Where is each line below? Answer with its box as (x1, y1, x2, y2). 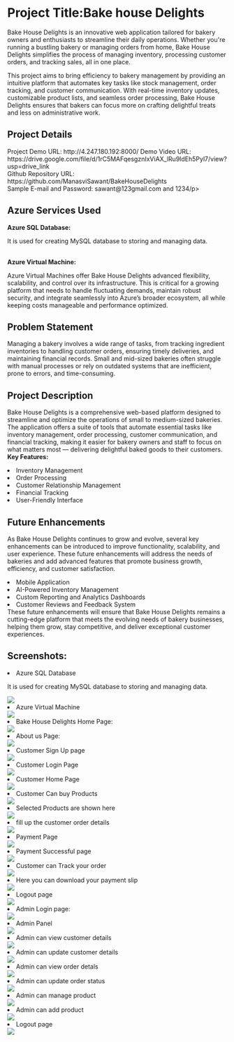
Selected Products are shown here (16, 804, 115, 812)
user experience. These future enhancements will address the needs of (7, 550, 213, 558)
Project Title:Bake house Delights (7, 5, 205, 21)
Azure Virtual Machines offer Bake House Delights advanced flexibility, (7, 271, 211, 280)
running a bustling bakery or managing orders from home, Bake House (7, 43, 211, 51)
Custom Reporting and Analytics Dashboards (16, 593, 145, 601)
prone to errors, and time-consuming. (7, 369, 116, 378)
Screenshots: (7, 650, 68, 662)
